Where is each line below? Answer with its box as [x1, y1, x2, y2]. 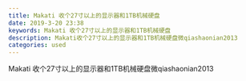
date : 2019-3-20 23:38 [8, 19, 84, 27]
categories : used [8, 41, 67, 49]
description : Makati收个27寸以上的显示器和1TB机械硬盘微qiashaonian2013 [8, 33, 238, 42]
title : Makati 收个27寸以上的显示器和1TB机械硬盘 [8, 11, 160, 20]
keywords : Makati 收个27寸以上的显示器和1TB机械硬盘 [8, 26, 171, 34]
